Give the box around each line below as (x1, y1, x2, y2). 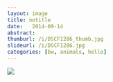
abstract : (7, 29, 36, 37)
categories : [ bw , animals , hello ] (7, 49, 107, 56)
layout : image (7, 10, 49, 17)
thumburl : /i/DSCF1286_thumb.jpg (7, 36, 104, 43)
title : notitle (7, 17, 51, 23)
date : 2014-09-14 (7, 23, 64, 30)
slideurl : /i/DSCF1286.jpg (7, 42, 85, 49)
